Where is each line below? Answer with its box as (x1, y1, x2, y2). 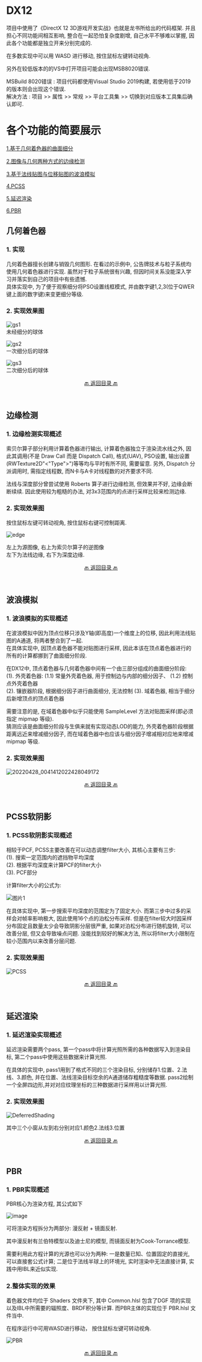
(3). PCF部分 (6, 869, 38, 876)
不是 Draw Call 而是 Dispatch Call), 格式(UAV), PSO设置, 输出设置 (29, 452, 190, 460)
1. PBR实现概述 (6, 1186, 49, 1194)
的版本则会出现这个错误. (6, 85, 66, 92)
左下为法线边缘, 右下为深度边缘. (6, 551, 85, 558)
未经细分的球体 (6, 328, 43, 335)
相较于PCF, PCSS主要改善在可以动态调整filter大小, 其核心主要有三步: (6, 846, 176, 853)
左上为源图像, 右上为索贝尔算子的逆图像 (6, 543, 104, 551)
